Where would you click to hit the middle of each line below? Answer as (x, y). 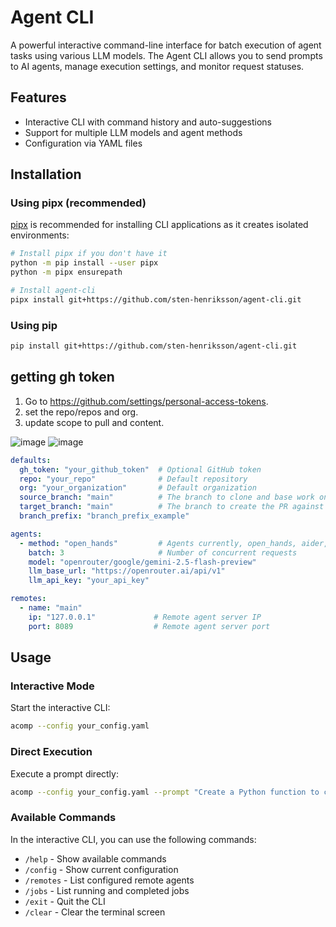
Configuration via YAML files (83, 143)
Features (38, 97)
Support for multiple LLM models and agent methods (133, 132)
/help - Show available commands (95, 858)
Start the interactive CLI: (60, 708)
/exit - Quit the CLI (65, 901)
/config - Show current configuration (101, 869)
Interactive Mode (52, 686)
